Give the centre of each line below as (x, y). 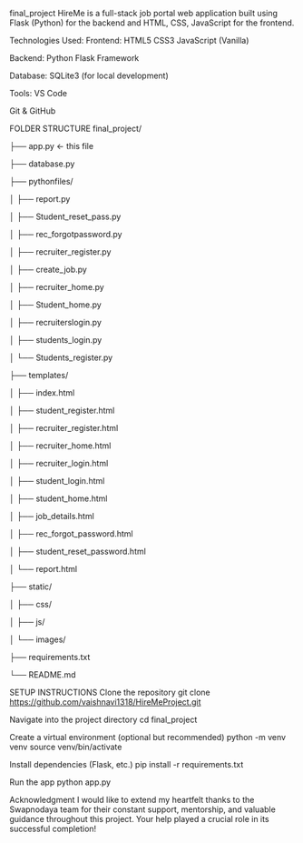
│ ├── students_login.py (56, 340)
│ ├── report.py (40, 199)
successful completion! (53, 828)
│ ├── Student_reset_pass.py (65, 216)
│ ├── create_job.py (49, 269)
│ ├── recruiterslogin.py (56, 322)
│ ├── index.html (42, 393)
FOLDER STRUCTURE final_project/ (76, 128)
